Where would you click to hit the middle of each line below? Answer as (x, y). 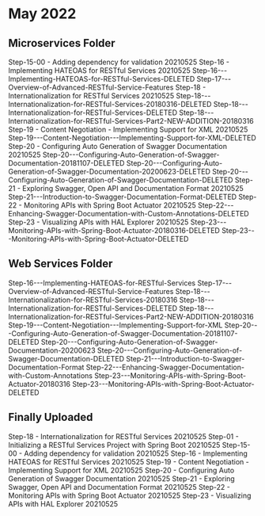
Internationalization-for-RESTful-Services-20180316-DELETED (110, 104)
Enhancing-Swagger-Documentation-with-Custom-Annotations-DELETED (129, 214)
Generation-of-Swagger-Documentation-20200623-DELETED (110, 172)
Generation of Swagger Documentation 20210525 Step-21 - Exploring (121, 478)
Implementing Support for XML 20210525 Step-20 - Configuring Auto (121, 470)
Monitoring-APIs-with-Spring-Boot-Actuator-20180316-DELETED (114, 230)
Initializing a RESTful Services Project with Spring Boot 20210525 (114, 445)
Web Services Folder (61, 264)
